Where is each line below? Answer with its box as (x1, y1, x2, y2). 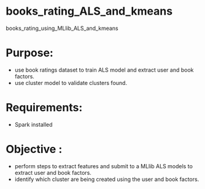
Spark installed (14, 120, 53, 128)
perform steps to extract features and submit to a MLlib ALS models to (14, 162, 193, 169)
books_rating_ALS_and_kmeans (6, 4, 173, 18)
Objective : (6, 143, 63, 156)
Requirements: (6, 101, 83, 114)
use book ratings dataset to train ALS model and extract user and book (14, 66, 194, 73)
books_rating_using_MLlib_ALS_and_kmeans (6, 24, 118, 32)
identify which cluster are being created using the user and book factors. (14, 176, 199, 183)
